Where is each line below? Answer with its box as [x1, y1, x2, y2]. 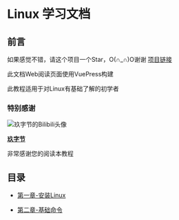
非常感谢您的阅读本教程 [7, 149, 74, 158]
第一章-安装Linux [17, 191, 66, 199]
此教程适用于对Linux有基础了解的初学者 [7, 85, 119, 93]
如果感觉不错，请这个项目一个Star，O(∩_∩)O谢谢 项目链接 [7, 56, 172, 63]
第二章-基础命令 [17, 206, 63, 214]
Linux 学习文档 [7, 6, 91, 22]
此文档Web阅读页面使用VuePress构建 [7, 70, 114, 78]
